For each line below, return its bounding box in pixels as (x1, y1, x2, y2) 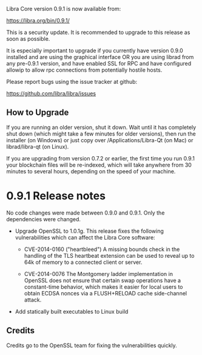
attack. (24, 296, 42, 303)
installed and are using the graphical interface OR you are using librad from (6, 53, 194, 60)
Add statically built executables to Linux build (15, 308, 129, 315)
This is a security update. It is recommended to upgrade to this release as (6, 29, 190, 36)
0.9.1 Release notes (6, 189, 106, 202)
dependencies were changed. (6, 215, 81, 222)
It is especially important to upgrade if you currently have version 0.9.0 (6, 47, 183, 54)
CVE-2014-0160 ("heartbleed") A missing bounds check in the (24, 246, 180, 253)
